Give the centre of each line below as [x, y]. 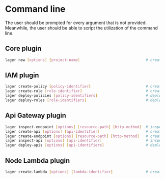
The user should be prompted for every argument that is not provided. [76, 23]
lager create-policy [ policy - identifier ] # [77, 87]
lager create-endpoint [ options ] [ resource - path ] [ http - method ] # [77, 136]
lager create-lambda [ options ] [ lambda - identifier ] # [77, 172]
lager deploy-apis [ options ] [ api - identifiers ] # [77, 145]
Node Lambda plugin [38, 161]
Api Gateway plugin [36, 116]
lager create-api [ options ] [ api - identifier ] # [77, 131]
